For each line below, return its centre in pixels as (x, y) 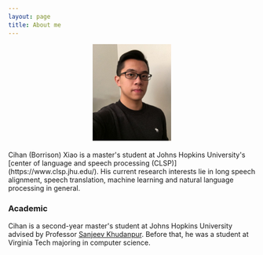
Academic (28, 209)
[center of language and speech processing (79, 163)
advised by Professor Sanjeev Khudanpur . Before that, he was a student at (128, 234)
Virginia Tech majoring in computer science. (79, 242)
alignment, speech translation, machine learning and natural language (121, 180)
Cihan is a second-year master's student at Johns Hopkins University (121, 226)
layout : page (29, 16)
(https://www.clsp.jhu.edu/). (54, 172)
